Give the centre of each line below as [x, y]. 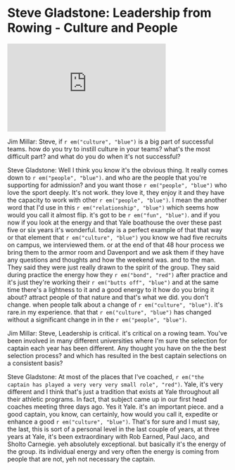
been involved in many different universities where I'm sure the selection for [117, 341]
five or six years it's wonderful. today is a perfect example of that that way [115, 229]
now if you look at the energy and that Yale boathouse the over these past [114, 222]
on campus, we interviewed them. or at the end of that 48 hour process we [116, 245]
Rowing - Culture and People [93, 28]
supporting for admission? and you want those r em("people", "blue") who [117, 185]
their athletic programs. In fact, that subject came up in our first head [107, 399]
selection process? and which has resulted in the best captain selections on [117, 355]
